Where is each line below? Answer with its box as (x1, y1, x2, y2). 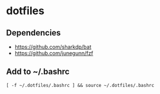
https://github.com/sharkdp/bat (14, 43, 92, 50)
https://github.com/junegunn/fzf (14, 50, 93, 57)
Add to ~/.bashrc (6, 67, 70, 77)
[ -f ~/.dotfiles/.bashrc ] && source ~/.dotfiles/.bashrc (6, 82, 155, 88)
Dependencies (6, 28, 61, 38)
